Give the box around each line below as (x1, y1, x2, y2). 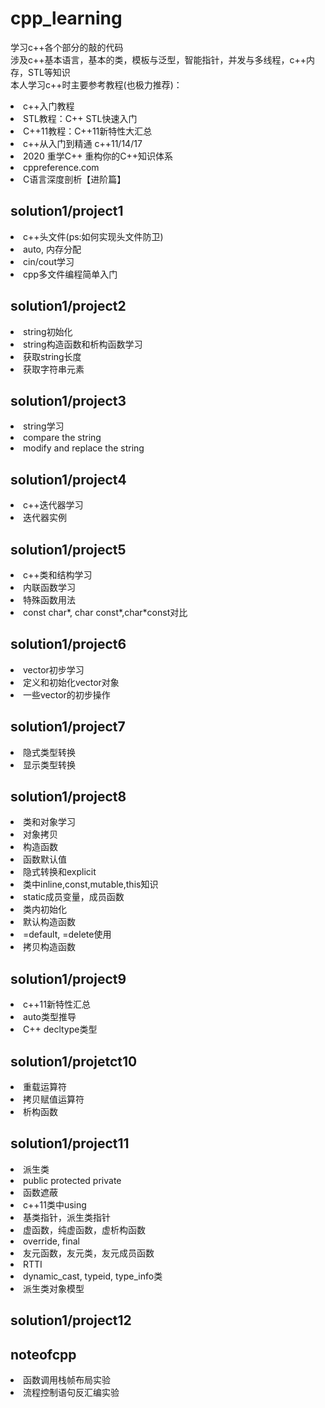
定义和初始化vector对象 (23, 676, 120, 688)
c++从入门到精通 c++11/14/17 (23, 137, 143, 149)
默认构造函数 (23, 916, 76, 928)
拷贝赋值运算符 (23, 1093, 85, 1106)
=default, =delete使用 (23, 928, 112, 941)
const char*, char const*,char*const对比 (23, 607, 188, 618)
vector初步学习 (23, 663, 85, 676)
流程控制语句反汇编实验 (23, 1387, 120, 1399)
